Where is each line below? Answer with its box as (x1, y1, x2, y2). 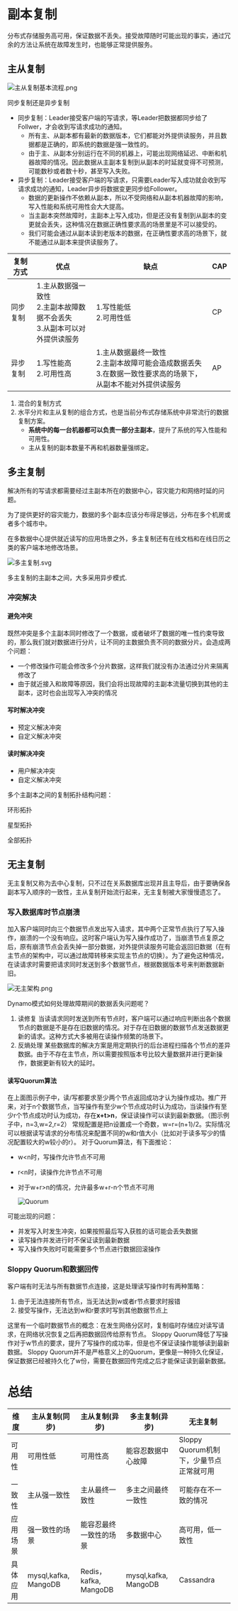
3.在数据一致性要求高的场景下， (96, 369, 202, 379)
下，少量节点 (178, 1455, 222, 1465)
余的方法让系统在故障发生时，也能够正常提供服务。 (7, 40, 157, 48)
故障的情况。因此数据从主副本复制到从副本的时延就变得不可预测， (34, 158, 227, 166)
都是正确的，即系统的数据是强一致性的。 (34, 140, 153, 148)
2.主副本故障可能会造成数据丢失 (96, 358, 202, 368)
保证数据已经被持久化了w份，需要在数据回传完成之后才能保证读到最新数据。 (7, 1356, 230, 1365)
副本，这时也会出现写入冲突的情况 (17, 688, 118, 697)
